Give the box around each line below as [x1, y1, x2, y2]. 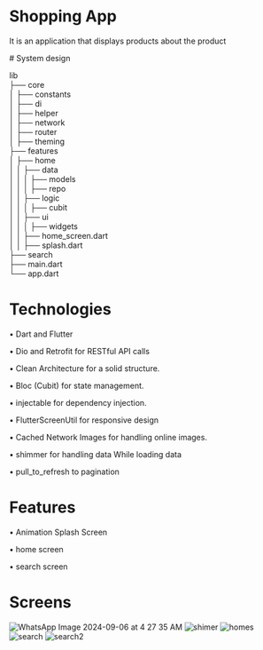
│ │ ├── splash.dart [9, 240, 83, 250]
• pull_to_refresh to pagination [9, 466, 120, 477]
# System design [9, 52, 71, 63]
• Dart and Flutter [9, 329, 73, 339]
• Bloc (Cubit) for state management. [9, 380, 144, 391]
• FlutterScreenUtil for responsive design [9, 415, 159, 425]
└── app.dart [9, 268, 59, 279]
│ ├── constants [9, 89, 72, 99]
